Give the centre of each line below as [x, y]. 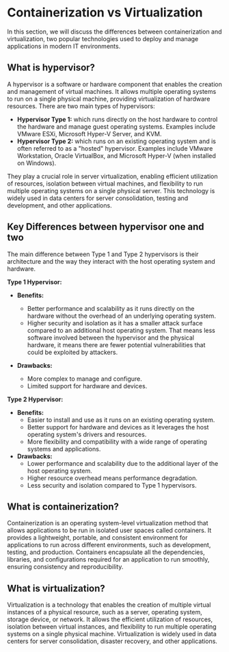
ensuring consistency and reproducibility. [65, 567]
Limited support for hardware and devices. [87, 386]
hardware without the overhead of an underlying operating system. [122, 316]
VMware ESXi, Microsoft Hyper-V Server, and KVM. [89, 134]
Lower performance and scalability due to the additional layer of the [123, 463]
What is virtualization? [56, 588]
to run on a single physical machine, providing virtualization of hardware [109, 99]
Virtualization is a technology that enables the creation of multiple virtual [109, 605]
